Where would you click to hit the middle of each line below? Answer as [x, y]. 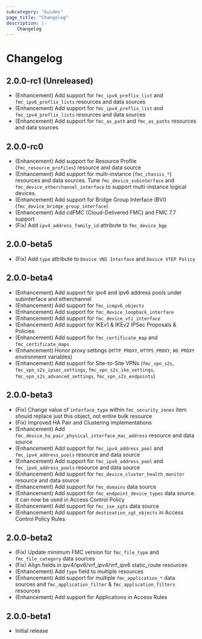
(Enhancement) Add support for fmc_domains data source [86, 487]
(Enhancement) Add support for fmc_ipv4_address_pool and [89, 448]
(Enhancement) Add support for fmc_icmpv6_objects [80, 305]
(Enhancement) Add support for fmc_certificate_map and [86, 337]
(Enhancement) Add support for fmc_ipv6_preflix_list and [89, 96]
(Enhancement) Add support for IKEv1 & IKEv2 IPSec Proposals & [96, 325]
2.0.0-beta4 [30, 278]
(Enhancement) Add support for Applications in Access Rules [91, 597]
